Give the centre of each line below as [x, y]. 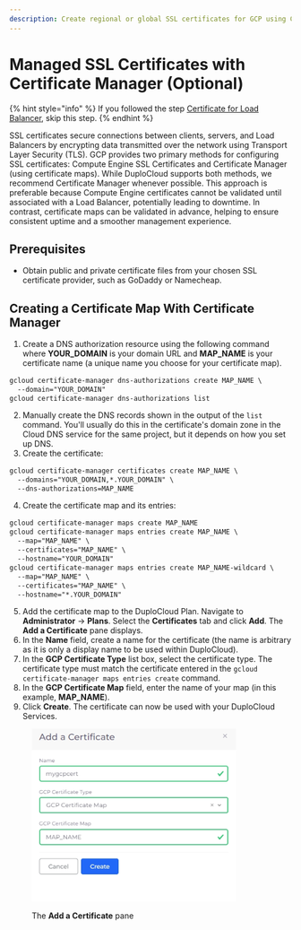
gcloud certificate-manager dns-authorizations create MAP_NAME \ [136, 381]
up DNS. [38, 444]
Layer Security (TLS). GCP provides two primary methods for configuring [144, 154]
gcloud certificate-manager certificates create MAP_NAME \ [124, 471]
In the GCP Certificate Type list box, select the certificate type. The [147, 659]
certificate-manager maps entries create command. [121, 678]
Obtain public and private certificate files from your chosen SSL [140, 271]
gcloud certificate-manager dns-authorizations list [110, 399]
